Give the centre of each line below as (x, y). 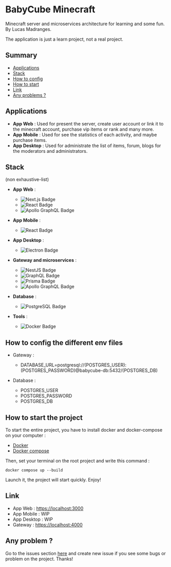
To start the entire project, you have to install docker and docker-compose (84, 430)
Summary (21, 55)
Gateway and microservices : (45, 260)
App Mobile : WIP (31, 513)
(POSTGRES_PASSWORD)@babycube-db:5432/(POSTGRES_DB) (89, 370)
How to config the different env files (64, 342)
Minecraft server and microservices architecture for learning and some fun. (85, 24)
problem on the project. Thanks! (39, 559)
